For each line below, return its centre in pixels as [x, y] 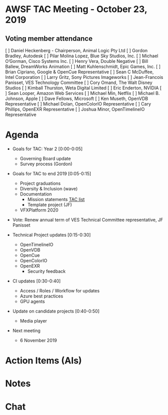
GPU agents [32, 301]
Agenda [22, 135]
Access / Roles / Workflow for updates [60, 290]
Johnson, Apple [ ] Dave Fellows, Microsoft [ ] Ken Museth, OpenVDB [77, 98]
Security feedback [47, 271]
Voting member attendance [49, 38]
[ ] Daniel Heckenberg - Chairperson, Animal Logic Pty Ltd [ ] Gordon [76, 50]
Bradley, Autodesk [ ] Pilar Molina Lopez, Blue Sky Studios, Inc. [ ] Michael [82, 56]
